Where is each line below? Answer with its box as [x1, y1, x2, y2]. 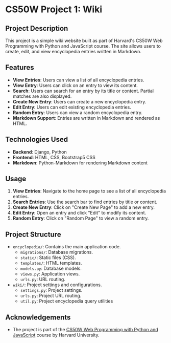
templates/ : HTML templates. [20, 260, 82, 266]
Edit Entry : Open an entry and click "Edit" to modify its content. [12, 210, 146, 216]
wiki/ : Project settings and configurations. [12, 282, 102, 288]
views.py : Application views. [20, 271, 80, 277]
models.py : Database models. [20, 265, 82, 272]
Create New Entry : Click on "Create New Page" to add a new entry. [12, 204, 155, 210]
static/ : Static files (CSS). [20, 254, 76, 261]
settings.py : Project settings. [20, 287, 83, 293]
